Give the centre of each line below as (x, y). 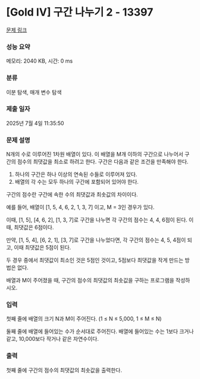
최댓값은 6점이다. (34, 227)
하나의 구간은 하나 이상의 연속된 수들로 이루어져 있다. (76, 174)
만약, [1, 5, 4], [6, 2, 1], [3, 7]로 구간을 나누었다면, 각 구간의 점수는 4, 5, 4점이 (96, 240)
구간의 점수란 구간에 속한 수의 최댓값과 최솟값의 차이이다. (72, 195)
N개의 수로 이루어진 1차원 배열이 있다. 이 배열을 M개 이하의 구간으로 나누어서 (95, 154)
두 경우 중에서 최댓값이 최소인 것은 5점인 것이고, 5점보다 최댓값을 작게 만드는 (95, 260)
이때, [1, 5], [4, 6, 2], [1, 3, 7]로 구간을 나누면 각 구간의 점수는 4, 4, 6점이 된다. (97, 220)
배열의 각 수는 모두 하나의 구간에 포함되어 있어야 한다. (76, 182)
